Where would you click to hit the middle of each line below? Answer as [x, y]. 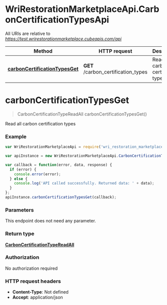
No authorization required [32, 268]
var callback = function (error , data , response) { [59, 165]
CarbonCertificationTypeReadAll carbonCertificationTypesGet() [82, 114]
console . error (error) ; [38, 174]
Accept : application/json [38, 298]
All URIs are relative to [28, 33]
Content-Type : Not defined [40, 292]
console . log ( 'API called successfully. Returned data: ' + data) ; [84, 183]
